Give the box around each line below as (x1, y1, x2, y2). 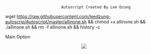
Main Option (5, 34, 31, 39)
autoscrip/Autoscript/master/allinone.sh (5, 19, 87, 24)
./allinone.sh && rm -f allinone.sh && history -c (5, 24, 100, 30)
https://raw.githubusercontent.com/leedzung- (16, 13, 111, 19)
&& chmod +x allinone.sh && (87, 19, 146, 24)
